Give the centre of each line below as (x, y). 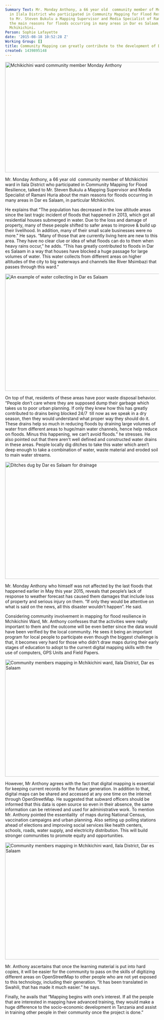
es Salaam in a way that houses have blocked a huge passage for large (76, 251)
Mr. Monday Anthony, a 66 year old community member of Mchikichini (76, 179)
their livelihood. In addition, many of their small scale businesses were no (79, 230)
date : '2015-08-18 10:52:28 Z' (37, 37)
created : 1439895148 (26, 50)
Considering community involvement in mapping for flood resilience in (76, 616)
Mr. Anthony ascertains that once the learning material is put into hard (75, 966)
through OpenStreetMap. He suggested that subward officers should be (77, 799)
